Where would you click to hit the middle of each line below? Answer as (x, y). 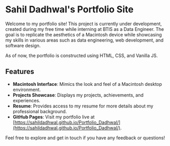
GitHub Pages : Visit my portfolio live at (54, 117)
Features (20, 72)
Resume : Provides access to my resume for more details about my (83, 106)
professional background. (40, 111)
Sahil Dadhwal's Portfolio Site (70, 10)
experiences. (26, 100)
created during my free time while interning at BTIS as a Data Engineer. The (85, 29)
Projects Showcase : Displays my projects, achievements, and (78, 95)
